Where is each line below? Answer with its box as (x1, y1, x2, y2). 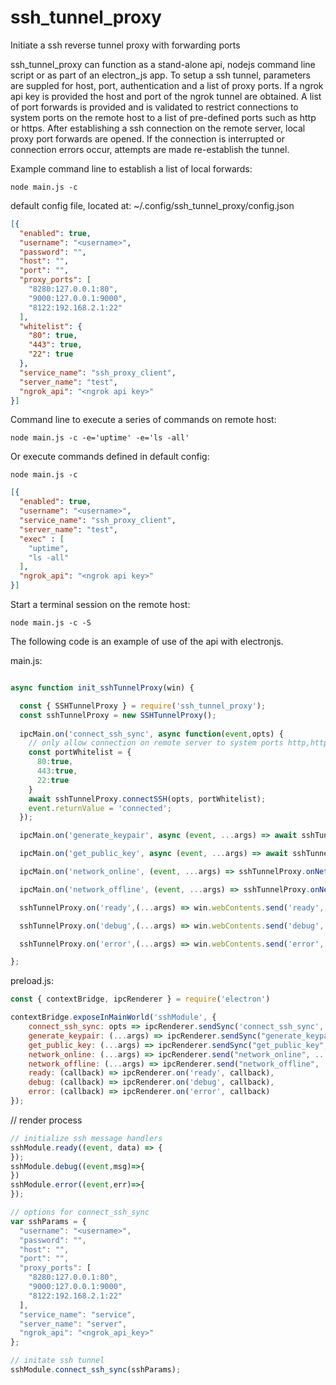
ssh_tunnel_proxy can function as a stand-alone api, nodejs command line (10, 58, 316, 70)
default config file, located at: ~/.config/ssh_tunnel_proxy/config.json (10, 199, 295, 211)
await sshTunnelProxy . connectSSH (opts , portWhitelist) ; (28, 794, 267, 804)
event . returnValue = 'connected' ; (28, 803, 172, 813)
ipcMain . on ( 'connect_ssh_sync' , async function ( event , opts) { (19, 729, 284, 739)
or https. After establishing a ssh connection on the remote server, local (10, 122, 306, 134)
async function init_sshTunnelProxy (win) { (10, 683, 195, 693)
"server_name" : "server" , (19, 1319, 128, 1329)
